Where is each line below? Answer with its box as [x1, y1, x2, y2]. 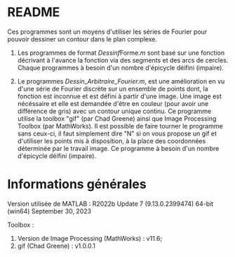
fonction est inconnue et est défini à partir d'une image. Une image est [17, 92, 222, 100]
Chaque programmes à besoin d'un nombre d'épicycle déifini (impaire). [17, 63, 224, 72]
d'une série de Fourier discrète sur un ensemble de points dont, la [17, 84, 208, 93]
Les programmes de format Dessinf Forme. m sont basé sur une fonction [17, 48, 225, 57]
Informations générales [7, 176, 147, 192]
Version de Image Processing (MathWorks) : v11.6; [17, 234, 163, 242]
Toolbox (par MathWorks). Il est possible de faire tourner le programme [17, 121, 223, 130]
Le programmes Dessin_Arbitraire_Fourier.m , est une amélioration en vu [17, 77, 225, 85]
